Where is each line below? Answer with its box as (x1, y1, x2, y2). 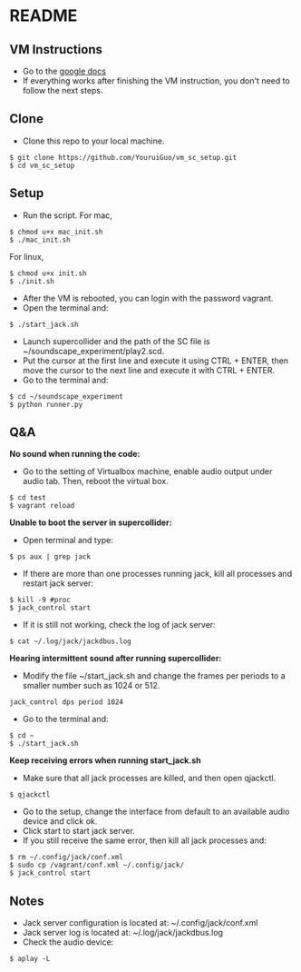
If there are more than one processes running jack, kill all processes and (22, 569, 293, 580)
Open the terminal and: (22, 302, 109, 313)
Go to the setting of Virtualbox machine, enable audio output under (22, 466, 273, 477)
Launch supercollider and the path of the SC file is (22, 335, 210, 346)
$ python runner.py (9, 400, 83, 409)
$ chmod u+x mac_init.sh (9, 227, 103, 236)
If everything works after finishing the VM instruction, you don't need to (22, 75, 290, 86)
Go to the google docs (22, 65, 107, 76)
